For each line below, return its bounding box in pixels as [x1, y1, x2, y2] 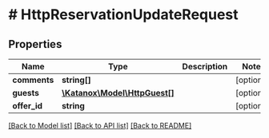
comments [12, 74, 54, 85]
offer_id [12, 101, 42, 111]
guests [12, 88, 40, 98]
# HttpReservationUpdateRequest [8, 6, 239, 24]
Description [182, 61, 228, 72]
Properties [8, 37, 62, 51]
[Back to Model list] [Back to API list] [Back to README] [8, 121, 192, 130]
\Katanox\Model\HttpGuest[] [61, 88, 175, 98]
